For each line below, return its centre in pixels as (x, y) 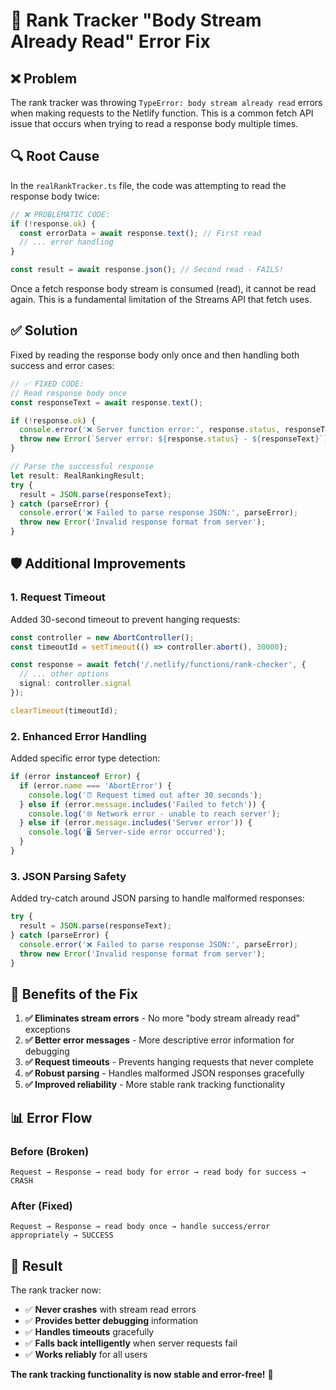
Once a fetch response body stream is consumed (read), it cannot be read (163, 289)
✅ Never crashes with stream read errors (110, 1310)
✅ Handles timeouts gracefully (89, 1332)
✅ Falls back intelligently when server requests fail (131, 1343)
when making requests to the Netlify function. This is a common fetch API (162, 113)
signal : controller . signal (75, 684)
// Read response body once (69, 393)
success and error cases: (62, 365)
